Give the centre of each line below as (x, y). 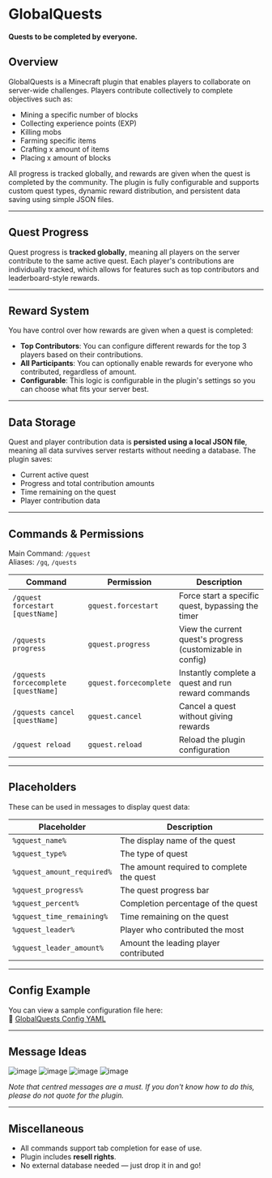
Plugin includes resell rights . (68, 1157)
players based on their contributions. (81, 355)
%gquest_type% (40, 853)
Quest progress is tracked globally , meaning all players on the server (124, 252)
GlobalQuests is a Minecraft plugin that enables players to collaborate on (130, 81)
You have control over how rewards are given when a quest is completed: (131, 330)
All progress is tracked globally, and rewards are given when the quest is (130, 173)
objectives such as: (40, 99)
